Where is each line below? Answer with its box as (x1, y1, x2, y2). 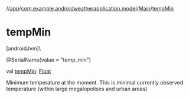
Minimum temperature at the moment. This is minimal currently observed (6, 79, 184, 86)
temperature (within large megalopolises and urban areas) (6, 85, 148, 92)
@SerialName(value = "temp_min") (6, 56, 92, 63)
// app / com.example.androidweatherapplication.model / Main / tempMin (6, 5, 174, 12)
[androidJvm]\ (6, 45, 41, 52)
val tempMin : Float (6, 67, 51, 75)
